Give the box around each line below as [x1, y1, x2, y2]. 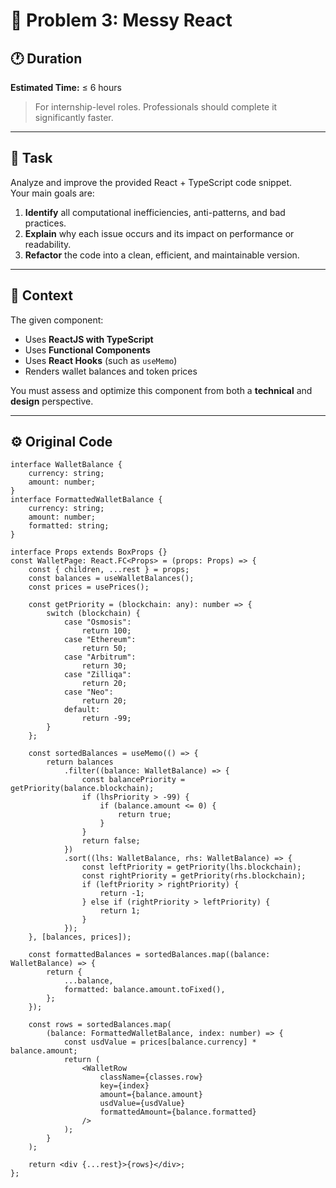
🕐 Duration [10, 50, 83, 67]
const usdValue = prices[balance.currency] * [63, 1037, 257, 1048]
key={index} [99, 1081, 150, 1091]
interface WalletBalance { [10, 460, 123, 470]
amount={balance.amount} [99, 1090, 203, 1100]
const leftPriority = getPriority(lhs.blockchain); [81, 862, 302, 873]
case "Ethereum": [63, 635, 137, 645]
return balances [46, 757, 114, 768]
